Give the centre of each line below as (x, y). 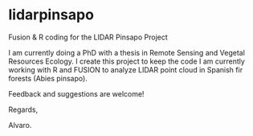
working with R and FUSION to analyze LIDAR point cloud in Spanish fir (126, 69)
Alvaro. (20, 125)
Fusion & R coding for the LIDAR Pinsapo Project (88, 37)
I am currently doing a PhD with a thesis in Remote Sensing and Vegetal (126, 52)
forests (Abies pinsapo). (48, 78)
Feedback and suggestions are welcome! (76, 93)
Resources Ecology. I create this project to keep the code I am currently (126, 61)
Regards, (23, 109)
